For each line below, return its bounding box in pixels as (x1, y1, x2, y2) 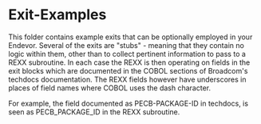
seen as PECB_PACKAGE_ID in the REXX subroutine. (8, 106, 180, 117)
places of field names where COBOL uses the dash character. (8, 82, 212, 93)
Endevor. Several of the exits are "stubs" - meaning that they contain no (8, 40, 245, 50)
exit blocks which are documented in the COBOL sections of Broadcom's (8, 66, 248, 75)
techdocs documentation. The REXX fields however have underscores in (8, 74, 247, 84)
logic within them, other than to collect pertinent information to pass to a (8, 49, 246, 58)
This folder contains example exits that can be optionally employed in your (8, 32, 253, 42)
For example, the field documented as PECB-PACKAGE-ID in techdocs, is (8, 98, 249, 108)
